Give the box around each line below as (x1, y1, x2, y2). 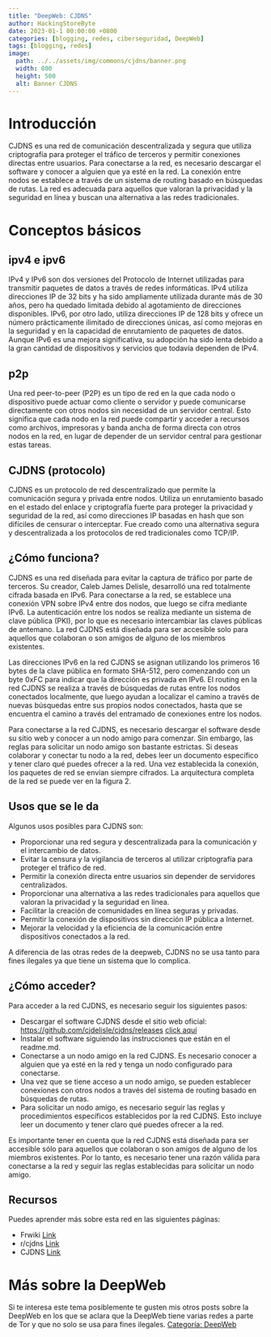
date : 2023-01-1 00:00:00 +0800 (8, 27, 117, 35)
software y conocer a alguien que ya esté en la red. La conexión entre (8, 167, 241, 176)
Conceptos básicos (8, 221, 142, 240)
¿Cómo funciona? (8, 551, 100, 565)
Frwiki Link (19, 1230, 57, 1240)
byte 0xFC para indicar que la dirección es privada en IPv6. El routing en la (8, 674, 257, 684)
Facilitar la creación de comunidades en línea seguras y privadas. (19, 906, 239, 915)
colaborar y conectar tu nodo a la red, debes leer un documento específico (8, 750, 259, 760)
